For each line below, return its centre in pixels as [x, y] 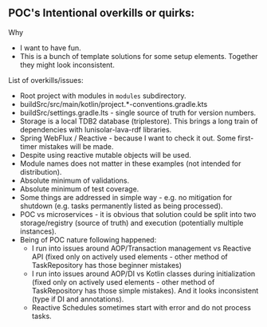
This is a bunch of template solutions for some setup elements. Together [139, 56]
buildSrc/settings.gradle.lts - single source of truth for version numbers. [138, 112]
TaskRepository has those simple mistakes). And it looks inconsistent [145, 290]
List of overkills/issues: [46, 80]
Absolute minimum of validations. [75, 180]
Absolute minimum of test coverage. [79, 189]
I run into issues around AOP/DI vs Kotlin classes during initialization [143, 274]
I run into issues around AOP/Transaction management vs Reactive [141, 248]
